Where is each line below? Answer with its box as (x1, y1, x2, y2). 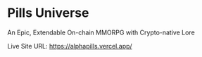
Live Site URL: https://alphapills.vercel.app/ (7, 42, 132, 50)
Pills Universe (7, 5, 89, 21)
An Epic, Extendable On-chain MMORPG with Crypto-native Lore (7, 28, 195, 37)
